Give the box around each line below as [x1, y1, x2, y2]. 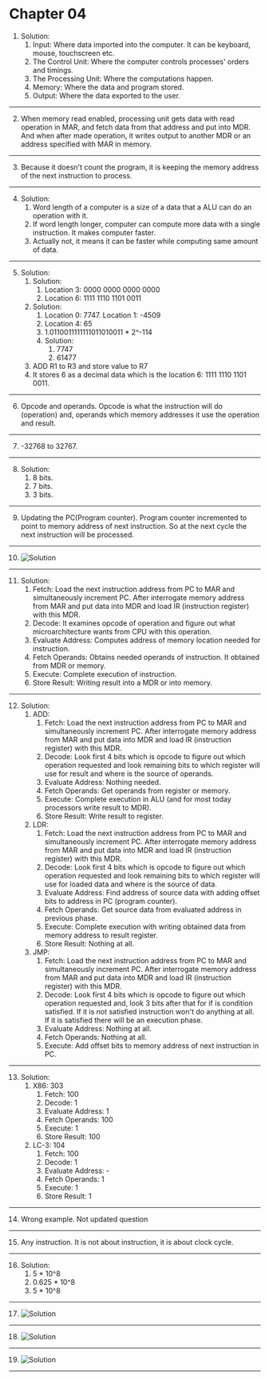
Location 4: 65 [44, 318, 93, 328]
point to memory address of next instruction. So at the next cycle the [20, 521, 247, 530]
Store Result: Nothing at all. [44, 938, 135, 948]
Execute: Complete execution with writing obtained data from [44, 922, 247, 931]
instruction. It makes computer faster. [32, 227, 156, 237]
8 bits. [32, 473, 54, 482]
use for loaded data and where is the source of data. [44, 879, 218, 889]
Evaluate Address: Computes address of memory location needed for [32, 635, 261, 645]
